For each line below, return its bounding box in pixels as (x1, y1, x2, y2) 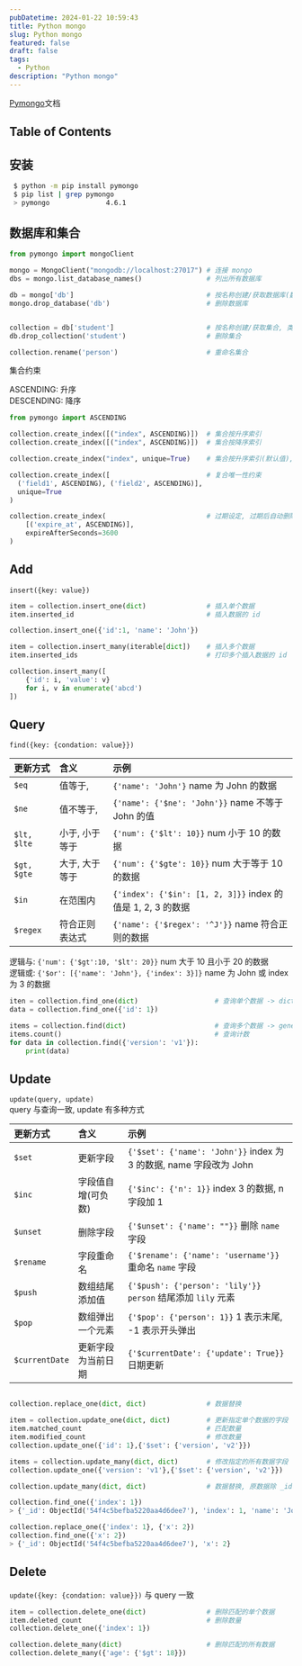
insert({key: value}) (9, 586, 91, 595)
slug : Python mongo (9, 30, 83, 39)
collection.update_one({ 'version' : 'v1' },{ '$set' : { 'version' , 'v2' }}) (9, 1465, 283, 1474)
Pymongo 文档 (9, 97, 61, 108)
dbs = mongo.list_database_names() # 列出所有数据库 (9, 275, 262, 284)
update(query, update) (9, 1095, 94, 1104)
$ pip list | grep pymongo (13, 190, 115, 199)
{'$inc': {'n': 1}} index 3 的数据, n (127, 1183, 285, 1195)
